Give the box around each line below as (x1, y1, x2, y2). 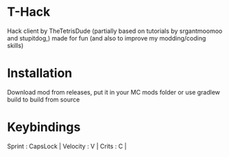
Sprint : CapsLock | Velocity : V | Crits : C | (7, 142, 127, 150)
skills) (7, 41, 24, 49)
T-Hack (7, 4, 51, 20)
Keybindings (7, 119, 81, 135)
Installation (7, 66, 73, 81)
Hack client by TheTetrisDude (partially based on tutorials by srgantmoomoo (7, 27, 223, 35)
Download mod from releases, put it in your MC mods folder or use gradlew (7, 88, 221, 96)
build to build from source (7, 95, 80, 104)
